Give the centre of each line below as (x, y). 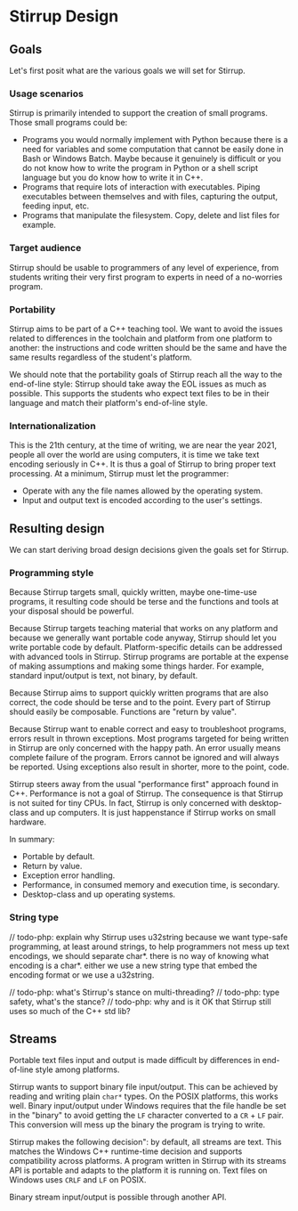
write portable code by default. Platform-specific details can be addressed (146, 647)
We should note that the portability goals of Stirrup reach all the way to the (146, 374)
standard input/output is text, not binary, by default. (104, 676)
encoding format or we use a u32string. (82, 975)
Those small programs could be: (68, 123)
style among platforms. (77, 1069)
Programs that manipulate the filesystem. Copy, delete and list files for (151, 215)
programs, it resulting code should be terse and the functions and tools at (144, 602)
